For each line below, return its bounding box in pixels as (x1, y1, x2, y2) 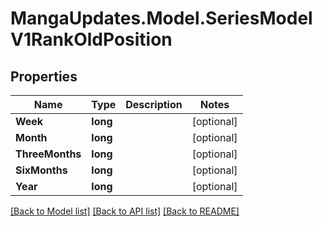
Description (125, 98, 183, 111)
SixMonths (15, 163, 68, 177)
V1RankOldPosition (10, 28, 173, 51)
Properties (10, 68, 78, 85)
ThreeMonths (15, 147, 82, 161)
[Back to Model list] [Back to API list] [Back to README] (10, 205, 240, 217)
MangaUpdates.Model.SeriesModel (10, 7, 313, 30)
